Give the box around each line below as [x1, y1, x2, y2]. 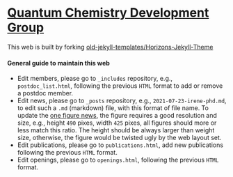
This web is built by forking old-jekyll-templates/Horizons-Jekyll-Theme [7, 43, 214, 51]
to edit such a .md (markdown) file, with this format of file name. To [17, 104, 209, 112]
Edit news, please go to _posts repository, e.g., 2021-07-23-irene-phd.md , [17, 96, 227, 105]
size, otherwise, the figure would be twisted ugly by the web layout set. [17, 134, 222, 142]
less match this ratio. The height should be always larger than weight [17, 126, 215, 134]
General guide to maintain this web [7, 59, 110, 67]
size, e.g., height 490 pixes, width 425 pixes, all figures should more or [17, 118, 217, 127]
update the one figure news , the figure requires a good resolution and [17, 111, 218, 120]
